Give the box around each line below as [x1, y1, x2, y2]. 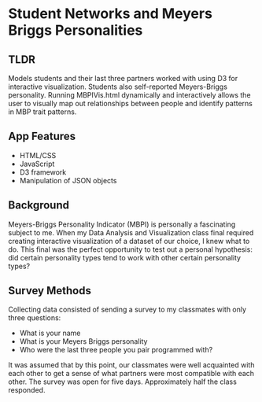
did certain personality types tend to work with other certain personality [8, 253, 242, 262]
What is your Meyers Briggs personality [19, 337, 148, 346]
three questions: [8, 313, 61, 323]
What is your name [19, 328, 81, 338]
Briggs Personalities [8, 21, 143, 39]
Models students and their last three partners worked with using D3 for [8, 74, 238, 83]
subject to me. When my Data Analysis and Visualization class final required [8, 227, 254, 237]
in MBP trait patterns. [8, 107, 77, 116]
